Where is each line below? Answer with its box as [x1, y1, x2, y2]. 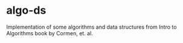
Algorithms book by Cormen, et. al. [6, 29, 94, 36]
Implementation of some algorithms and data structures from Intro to [6, 23, 177, 30]
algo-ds [6, 4, 47, 17]
